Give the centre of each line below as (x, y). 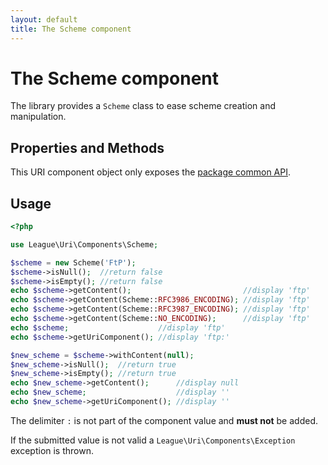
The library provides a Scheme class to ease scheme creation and (143, 106)
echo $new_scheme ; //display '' (120, 392)
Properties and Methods (87, 147)
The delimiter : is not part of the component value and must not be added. (164, 420)
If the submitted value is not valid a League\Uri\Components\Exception (153, 440)
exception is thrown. (52, 450)
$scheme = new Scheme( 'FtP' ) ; (73, 262)
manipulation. (38, 117)
